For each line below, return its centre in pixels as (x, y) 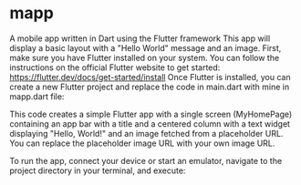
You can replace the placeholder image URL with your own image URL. (142, 143)
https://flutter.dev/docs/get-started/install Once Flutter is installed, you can (150, 77)
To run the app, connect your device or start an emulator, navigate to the (146, 160)
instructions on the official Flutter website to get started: (115, 67)
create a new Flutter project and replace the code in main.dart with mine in (150, 87)
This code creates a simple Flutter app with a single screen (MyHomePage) (151, 114)
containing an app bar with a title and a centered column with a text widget (150, 123)
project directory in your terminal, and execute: (98, 170)
